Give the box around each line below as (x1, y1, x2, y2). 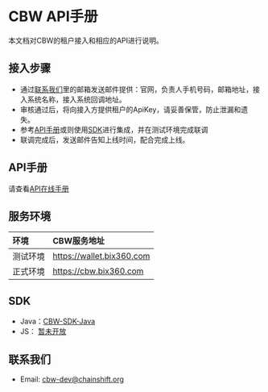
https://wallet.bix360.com (52, 251, 150, 262)
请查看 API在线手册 (8, 183, 70, 194)
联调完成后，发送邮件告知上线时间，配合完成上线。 (19, 135, 190, 144)
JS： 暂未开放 (19, 327, 67, 336)
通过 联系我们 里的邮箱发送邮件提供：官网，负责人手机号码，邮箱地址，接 (19, 84, 260, 94)
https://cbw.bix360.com (52, 265, 144, 277)
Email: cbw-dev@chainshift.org (19, 374, 125, 384)
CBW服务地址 (52, 236, 105, 247)
